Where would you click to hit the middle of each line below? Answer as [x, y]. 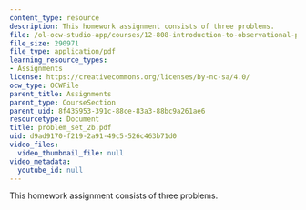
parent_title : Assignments [61, 94]
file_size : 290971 [44, 43]
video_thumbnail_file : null [71, 153]
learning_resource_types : [58, 60]
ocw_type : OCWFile [44, 85]
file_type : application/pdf [63, 52]
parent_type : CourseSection [63, 102]
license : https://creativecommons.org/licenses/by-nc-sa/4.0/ [130, 77]
